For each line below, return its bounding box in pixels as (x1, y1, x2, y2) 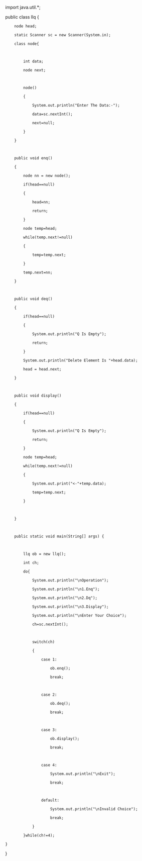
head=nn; (32, 200, 51, 205)
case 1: (41, 657, 57, 662)
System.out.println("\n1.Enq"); (32, 587, 100, 592)
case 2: (41, 692, 57, 697)
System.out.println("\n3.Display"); (32, 604, 109, 609)
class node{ (14, 41, 39, 46)
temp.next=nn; (23, 270, 53, 275)
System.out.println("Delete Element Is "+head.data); (23, 358, 138, 363)
